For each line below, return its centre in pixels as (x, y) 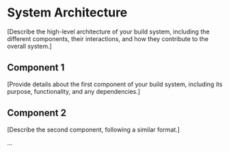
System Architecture (67, 13)
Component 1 (36, 67)
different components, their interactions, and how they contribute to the (108, 38)
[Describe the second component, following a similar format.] (93, 129)
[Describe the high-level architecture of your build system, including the (108, 31)
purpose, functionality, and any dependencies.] (74, 91)
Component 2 (37, 113)
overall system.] (30, 46)
